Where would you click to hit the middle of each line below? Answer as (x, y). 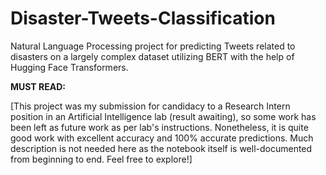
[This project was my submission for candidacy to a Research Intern (150, 106)
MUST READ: (38, 86)
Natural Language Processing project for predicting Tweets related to (153, 46)
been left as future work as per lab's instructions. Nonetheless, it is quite (159, 127)
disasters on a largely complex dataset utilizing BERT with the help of (152, 56)
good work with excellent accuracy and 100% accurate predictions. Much (162, 138)
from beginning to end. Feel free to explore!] (101, 159)
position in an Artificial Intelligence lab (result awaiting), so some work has (163, 116)
